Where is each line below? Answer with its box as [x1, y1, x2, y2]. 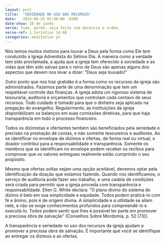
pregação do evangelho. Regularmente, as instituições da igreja [5, 105, 134, 111]
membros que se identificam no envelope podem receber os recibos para [5, 146, 155, 152]
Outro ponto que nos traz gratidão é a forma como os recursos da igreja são [5, 78, 160, 84]
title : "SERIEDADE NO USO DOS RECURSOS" [5, 12, 92, 17]
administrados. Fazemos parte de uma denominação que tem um [5, 84, 137, 90]
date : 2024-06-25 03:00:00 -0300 [5, 16, 78, 21]
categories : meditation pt [5, 35, 61, 40]
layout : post [5, 7, 32, 12]
